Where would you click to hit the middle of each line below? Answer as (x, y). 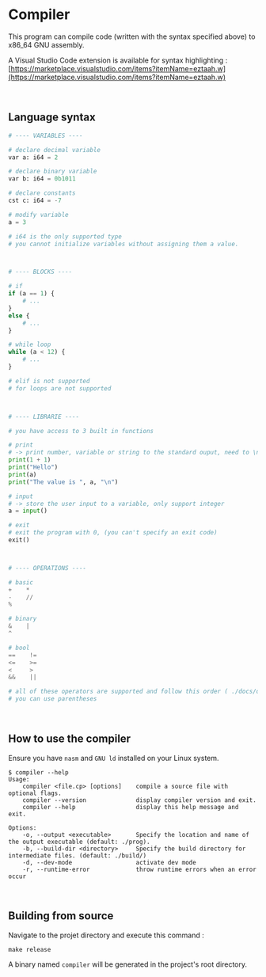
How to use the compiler (70, 739)
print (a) (23, 474)
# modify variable (38, 215)
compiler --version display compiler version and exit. (140, 800)
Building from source (61, 916)
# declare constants (42, 193)
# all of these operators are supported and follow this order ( (118, 692)
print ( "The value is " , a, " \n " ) (63, 482)
